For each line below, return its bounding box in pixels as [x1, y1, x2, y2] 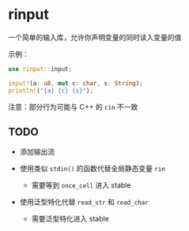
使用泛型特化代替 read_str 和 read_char [19, 197, 149, 207]
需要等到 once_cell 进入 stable [31, 181, 131, 190]
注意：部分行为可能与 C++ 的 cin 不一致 [8, 102, 138, 111]
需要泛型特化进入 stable [31, 214, 109, 224]
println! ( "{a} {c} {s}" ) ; [8, 87, 93, 95]
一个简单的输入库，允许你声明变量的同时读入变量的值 [8, 32, 182, 42]
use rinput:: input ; [8, 65, 73, 73]
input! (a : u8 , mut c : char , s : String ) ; [8, 79, 144, 88]
